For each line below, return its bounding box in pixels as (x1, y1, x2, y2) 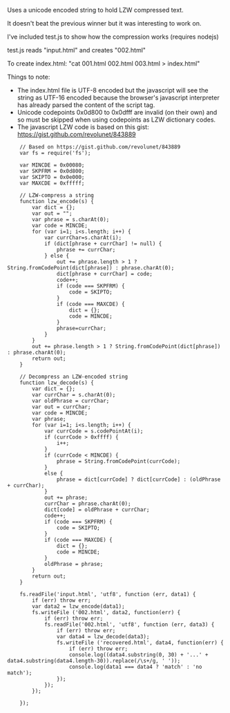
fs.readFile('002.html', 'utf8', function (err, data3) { (44, 621, 215, 628)
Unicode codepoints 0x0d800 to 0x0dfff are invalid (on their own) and (17, 108, 218, 116)
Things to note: (7, 73, 50, 81)
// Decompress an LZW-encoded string (19, 373, 128, 380)
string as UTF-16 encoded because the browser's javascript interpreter (17, 93, 220, 102)
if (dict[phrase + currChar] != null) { (44, 240, 162, 247)
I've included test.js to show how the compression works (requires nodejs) (7, 32, 219, 41)
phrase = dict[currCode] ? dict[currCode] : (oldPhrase (56, 476, 221, 483)
